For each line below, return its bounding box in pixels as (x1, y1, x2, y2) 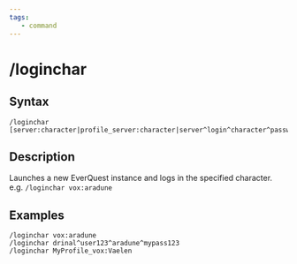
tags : (9, 12, 29, 22)
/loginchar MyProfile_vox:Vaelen (9, 246, 133, 256)
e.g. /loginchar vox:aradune (9, 182, 113, 192)
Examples (9, 207, 65, 223)
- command (20, 21, 57, 30)
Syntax (9, 94, 49, 109)
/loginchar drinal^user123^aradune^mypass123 (9, 239, 179, 248)
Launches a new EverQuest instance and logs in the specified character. (9, 173, 272, 184)
